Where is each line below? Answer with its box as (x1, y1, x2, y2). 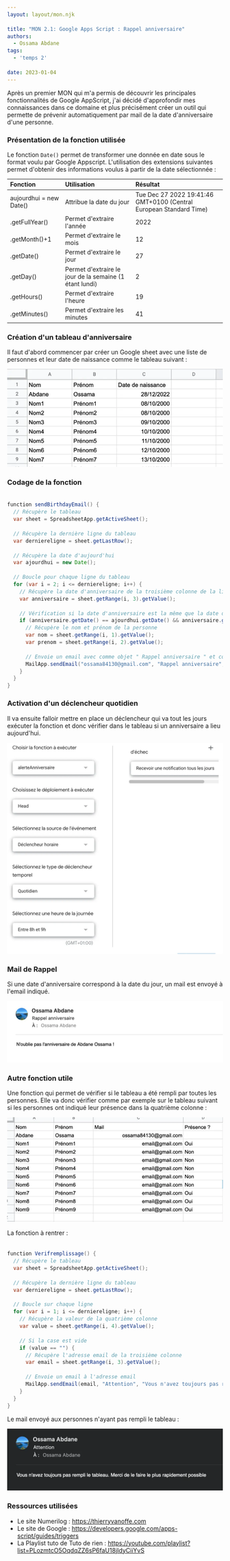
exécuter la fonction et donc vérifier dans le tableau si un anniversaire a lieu (7, 721, 221, 730)
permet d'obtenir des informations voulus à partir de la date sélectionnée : (7, 165, 217, 173)
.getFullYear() (10, 218, 49, 227)
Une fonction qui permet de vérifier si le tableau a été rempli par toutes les (7, 1089, 217, 1097)
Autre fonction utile (7, 1073, 73, 1083)
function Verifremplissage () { (7, 1250, 97, 1258)
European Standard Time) (136, 205, 208, 213)
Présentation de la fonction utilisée (7, 135, 126, 144)
